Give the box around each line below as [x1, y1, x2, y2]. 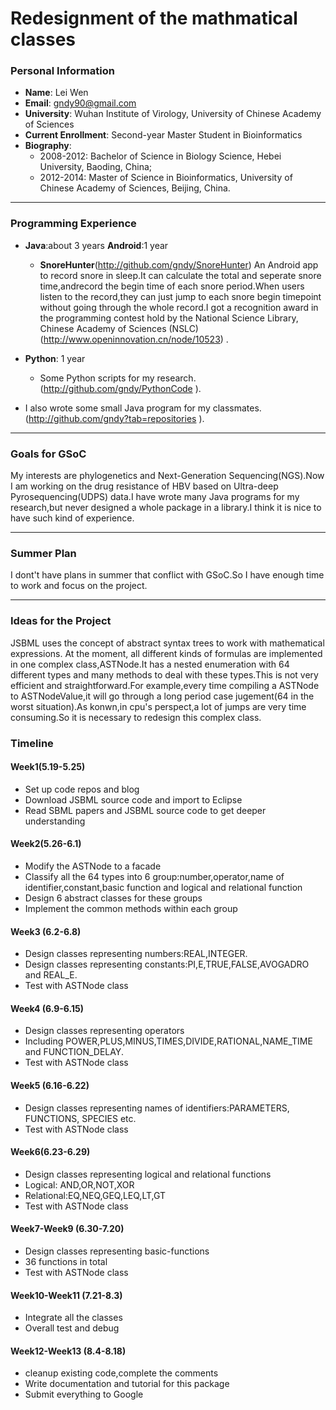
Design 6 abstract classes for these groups [24, 892, 203, 904]
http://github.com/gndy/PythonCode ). [43, 382, 202, 394]
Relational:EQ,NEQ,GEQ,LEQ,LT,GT [24, 1189, 167, 1201]
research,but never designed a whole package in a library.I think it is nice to [10, 502, 322, 514]
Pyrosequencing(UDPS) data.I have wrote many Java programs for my [10, 491, 300, 503]
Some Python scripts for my [39, 372, 155, 384]
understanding [24, 815, 86, 827]
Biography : [24, 140, 72, 152]
